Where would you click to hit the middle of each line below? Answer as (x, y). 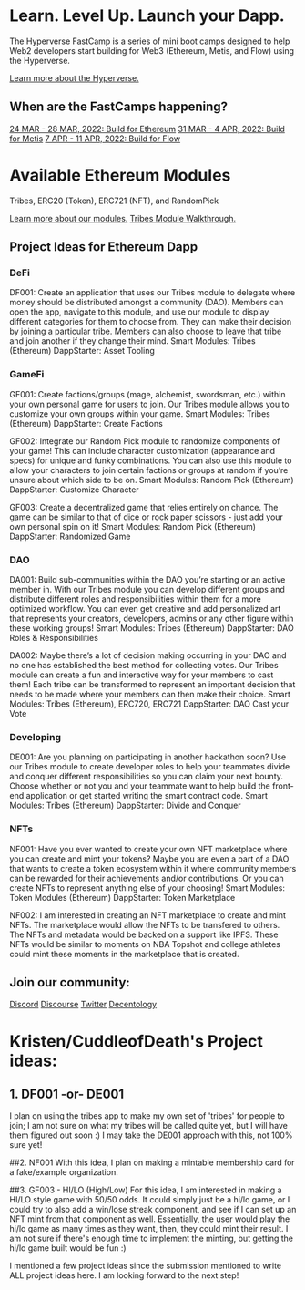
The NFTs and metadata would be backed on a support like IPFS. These (144, 934)
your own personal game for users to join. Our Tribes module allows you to (149, 404)
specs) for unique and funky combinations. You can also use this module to (151, 460)
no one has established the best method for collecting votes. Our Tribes (144, 665)
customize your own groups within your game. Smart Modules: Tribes (140, 413)
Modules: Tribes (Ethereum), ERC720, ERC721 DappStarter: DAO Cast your (149, 704)
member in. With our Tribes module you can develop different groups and (147, 589)
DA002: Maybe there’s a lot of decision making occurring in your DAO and (148, 655)
